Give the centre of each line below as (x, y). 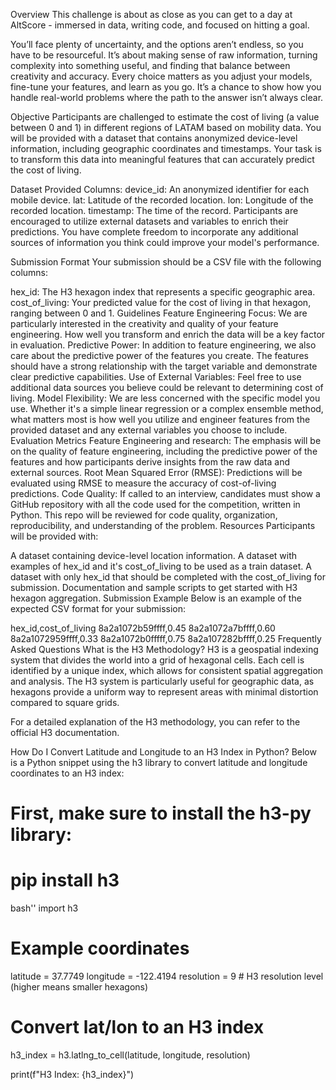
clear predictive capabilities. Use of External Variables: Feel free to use (156, 377)
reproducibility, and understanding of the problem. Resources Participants (163, 525)
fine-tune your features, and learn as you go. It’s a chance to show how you (166, 87)
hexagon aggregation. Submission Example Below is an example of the (156, 598)
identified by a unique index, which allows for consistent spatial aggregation (167, 670)
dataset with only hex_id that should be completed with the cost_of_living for (168, 577)
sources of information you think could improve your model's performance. (165, 242)
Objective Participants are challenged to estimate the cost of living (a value (165, 117)
